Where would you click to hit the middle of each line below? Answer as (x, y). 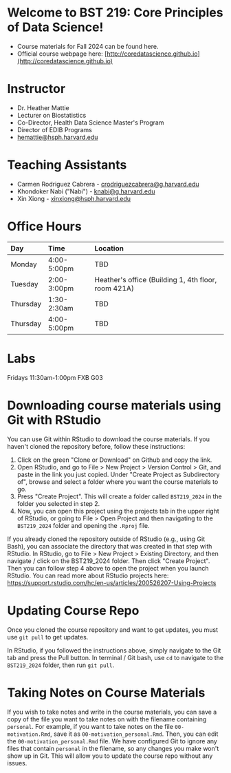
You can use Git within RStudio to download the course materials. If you (109, 439)
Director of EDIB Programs (55, 129)
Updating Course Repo (73, 610)
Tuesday (24, 284)
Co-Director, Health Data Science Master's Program (90, 123)
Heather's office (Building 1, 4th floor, (156, 279)
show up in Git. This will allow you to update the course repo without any (110, 756)
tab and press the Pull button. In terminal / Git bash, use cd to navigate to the (115, 657)
